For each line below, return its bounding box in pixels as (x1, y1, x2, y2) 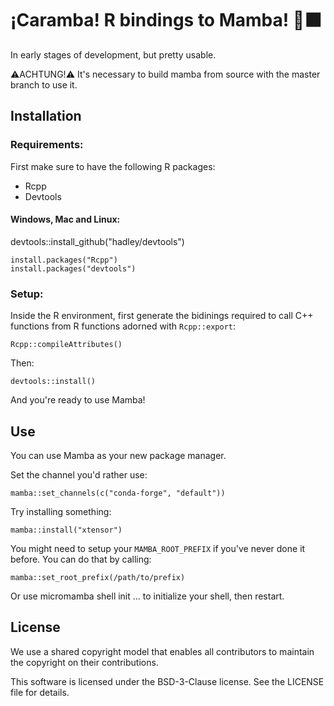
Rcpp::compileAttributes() (10, 340, 123, 350)
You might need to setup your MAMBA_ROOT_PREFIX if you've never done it (10, 542, 306, 554)
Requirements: (10, 138, 84, 152)
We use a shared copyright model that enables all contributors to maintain (10, 645, 315, 657)
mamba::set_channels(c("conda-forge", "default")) (10, 488, 226, 498)
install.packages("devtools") (10, 263, 137, 274)
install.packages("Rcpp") (10, 255, 118, 265)
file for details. (10, 686, 70, 698)
